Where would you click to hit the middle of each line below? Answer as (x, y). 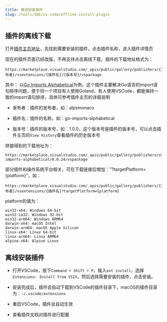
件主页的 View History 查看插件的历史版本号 (56, 135)
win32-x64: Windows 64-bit (33, 211)
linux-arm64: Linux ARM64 (32, 237)
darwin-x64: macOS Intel (31, 224)
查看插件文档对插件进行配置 (41, 315)
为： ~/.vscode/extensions (39, 294)
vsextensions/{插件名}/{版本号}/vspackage (59, 75)
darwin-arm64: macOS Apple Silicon (42, 228)
